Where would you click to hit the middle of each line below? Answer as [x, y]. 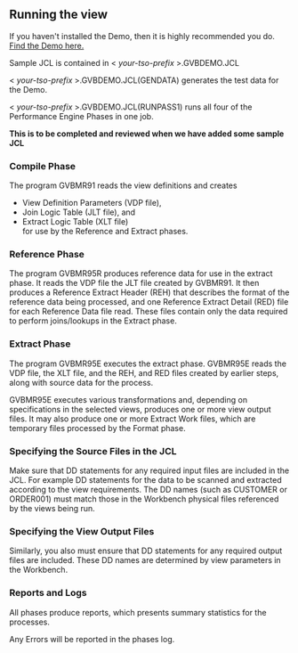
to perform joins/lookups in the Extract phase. [93, 321]
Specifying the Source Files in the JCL [93, 451]
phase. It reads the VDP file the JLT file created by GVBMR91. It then [134, 283]
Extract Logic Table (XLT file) [75, 222]
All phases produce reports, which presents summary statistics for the [138, 612]
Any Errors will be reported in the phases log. [92, 639]
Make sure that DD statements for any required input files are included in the [149, 470]
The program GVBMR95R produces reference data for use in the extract [141, 273]
